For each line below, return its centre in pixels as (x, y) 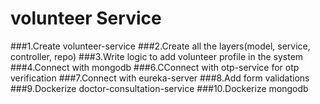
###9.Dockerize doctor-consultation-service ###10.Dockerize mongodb (159, 88)
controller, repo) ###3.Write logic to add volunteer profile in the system (157, 56)
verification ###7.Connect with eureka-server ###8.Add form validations (160, 78)
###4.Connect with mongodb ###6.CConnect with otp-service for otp (155, 67)
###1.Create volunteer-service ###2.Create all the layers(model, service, (160, 46)
